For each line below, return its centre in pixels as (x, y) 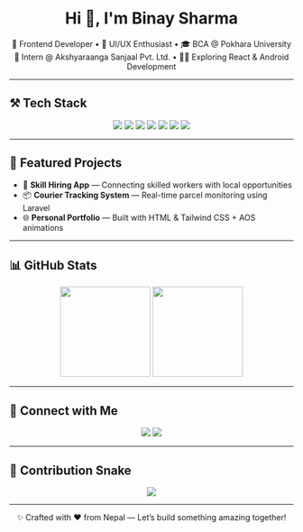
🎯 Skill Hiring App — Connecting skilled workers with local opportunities (157, 185)
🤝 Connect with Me (64, 411)
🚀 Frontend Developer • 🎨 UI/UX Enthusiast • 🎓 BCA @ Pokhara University (151, 43)
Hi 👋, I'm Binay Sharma (151, 18)
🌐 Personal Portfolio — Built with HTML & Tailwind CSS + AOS (139, 217)
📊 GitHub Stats (53, 265)
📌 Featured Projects (66, 163)
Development (151, 66)
